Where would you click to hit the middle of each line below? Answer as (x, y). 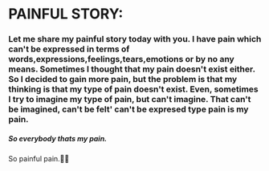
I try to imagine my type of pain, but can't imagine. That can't (130, 100)
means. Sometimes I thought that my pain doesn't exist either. (132, 69)
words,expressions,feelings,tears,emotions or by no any (121, 59)
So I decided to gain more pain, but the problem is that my (123, 79)
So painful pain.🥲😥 (39, 159)
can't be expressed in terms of (69, 49)
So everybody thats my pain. (58, 138)
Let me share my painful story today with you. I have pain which (135, 39)
